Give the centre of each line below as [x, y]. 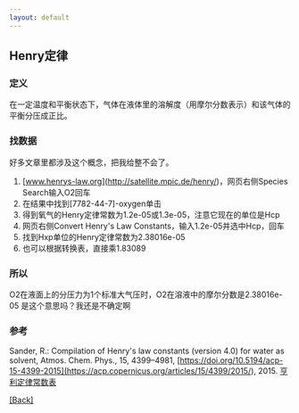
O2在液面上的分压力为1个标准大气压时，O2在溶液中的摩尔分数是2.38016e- [146, 294]
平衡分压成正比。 [41, 116]
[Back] [21, 400]
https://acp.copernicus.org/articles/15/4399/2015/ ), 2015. [172, 371]
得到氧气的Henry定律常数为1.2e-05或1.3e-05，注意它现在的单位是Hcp [151, 214]
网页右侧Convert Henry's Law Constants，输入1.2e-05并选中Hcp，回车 [154, 226]
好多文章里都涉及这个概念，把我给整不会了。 [91, 162]
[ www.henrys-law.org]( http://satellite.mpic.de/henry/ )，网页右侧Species [155, 181]
